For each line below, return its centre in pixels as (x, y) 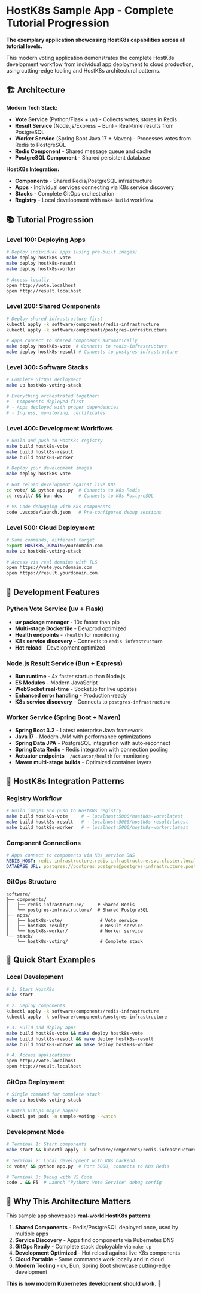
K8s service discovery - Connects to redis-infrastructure (89, 641)
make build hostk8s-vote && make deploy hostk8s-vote (75, 1033)
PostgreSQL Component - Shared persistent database (82, 157)
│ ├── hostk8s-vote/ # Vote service (72, 920)
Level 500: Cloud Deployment (50, 528)
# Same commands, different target (51, 540)
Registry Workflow (34, 798)
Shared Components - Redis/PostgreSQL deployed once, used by (96, 1228)
